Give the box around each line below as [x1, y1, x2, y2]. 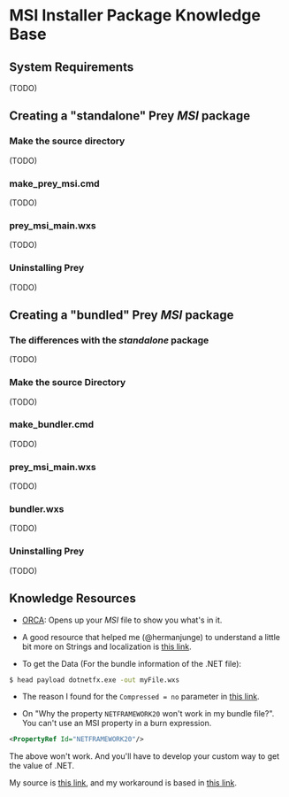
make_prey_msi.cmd [9, 177, 100, 190]
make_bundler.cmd [9, 418, 95, 430]
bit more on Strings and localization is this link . [21, 641, 192, 652]
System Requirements [9, 59, 134, 74]
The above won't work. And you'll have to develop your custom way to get [9, 751, 280, 762]
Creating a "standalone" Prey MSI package [9, 108, 251, 124]
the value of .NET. [9, 761, 75, 771]
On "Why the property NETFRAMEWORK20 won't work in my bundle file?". [21, 708, 275, 719]
